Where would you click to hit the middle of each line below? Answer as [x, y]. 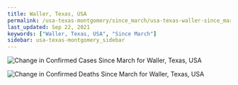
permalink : [23, 21]
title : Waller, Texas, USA [47, 14]
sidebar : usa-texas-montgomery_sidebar [66, 40]
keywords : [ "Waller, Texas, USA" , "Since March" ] [82, 34]
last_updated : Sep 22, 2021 [49, 27]
